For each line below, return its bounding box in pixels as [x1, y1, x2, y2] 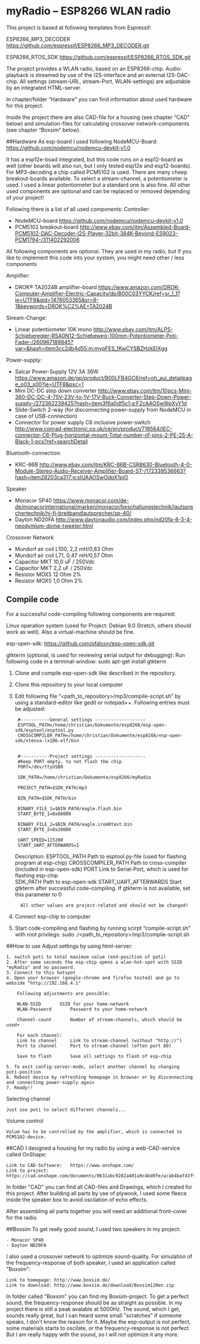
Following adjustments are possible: [17, 990, 111, 996]
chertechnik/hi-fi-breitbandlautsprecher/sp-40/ [14, 509, 132, 516]
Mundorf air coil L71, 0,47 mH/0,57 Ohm [14, 552, 113, 559]
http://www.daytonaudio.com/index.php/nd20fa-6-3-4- [55, 516, 192, 523]
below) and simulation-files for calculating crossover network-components [6, 120, 189, 127]
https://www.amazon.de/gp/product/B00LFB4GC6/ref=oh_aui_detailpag [14, 374, 192, 381]
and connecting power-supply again [6, 1079, 95, 1085]
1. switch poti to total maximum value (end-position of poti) [6, 954, 167, 960]
